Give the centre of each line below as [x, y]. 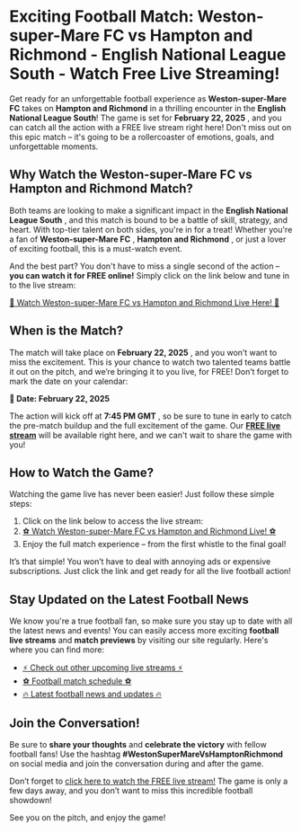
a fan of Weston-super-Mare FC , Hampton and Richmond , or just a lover [148, 239]
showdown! [31, 800]
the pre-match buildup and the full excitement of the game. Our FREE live [145, 425]
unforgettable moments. [54, 146]
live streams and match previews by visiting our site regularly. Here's [139, 641]
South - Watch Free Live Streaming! [145, 74]
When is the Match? [66, 331]
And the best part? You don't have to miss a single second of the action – [145, 266]
